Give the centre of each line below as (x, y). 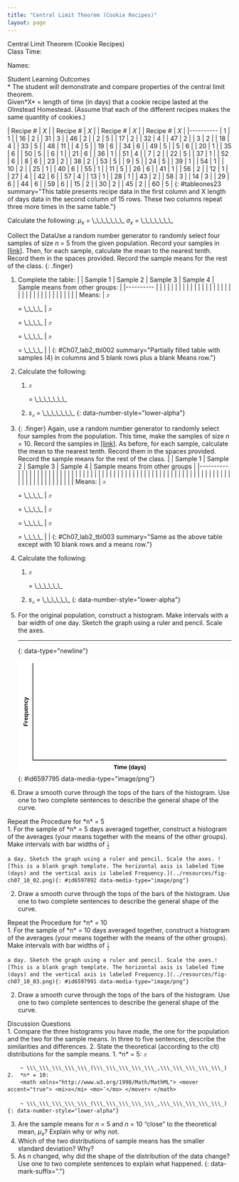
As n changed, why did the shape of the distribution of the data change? (123, 1156)
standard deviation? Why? (56, 1148)
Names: (19, 65)
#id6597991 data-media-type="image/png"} (127, 981)
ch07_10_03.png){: (34, 981)
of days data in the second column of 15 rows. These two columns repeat (115, 199)
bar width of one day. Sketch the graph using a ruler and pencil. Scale (120, 622)
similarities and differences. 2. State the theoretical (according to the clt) (113, 1046)
